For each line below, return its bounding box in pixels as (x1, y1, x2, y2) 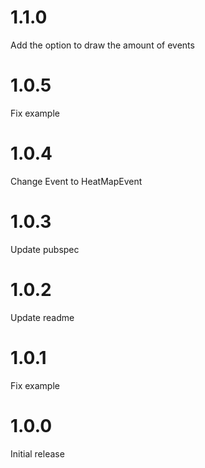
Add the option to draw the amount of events (10, 39, 195, 51)
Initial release (10, 447, 65, 460)
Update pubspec (10, 243, 80, 255)
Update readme (10, 311, 75, 323)
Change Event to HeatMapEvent (10, 175, 143, 187)
